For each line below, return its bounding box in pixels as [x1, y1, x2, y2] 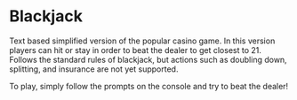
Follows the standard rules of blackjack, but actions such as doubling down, [9, 54, 287, 65]
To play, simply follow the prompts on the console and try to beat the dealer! [9, 81, 289, 91]
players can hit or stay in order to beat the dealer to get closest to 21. [9, 44, 262, 55]
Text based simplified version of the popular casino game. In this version [9, 35, 276, 46]
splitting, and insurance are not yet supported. [9, 64, 179, 74]
